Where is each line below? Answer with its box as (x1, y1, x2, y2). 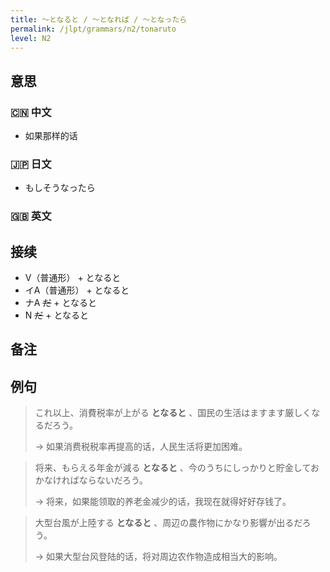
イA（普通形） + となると (24, 284, 130, 296)
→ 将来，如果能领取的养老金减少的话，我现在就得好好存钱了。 (34, 496, 292, 508)
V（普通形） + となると (24, 272, 122, 284)
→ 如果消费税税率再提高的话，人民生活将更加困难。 (34, 441, 248, 453)
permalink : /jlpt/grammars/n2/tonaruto (10, 24, 177, 34)
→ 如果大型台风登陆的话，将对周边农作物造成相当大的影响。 (34, 551, 283, 563)
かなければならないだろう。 (34, 474, 149, 486)
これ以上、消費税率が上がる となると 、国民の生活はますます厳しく (34, 407, 312, 419)
